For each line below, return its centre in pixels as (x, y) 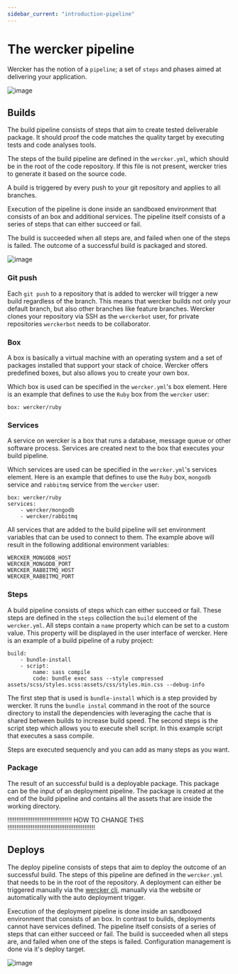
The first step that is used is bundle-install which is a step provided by (112, 698)
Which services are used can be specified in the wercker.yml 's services (112, 470)
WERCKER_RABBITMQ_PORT (41, 577)
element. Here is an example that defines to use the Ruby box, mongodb (109, 477)
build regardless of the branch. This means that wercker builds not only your (119, 301)
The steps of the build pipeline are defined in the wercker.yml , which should (118, 159)
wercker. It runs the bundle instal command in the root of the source (109, 705)
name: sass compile (62, 672)
